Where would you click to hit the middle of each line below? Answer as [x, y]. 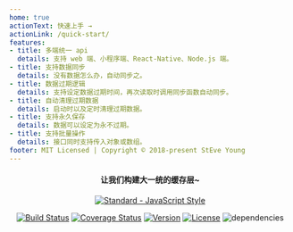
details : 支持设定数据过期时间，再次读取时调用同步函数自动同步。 [125, 92]
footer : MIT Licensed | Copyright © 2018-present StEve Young [127, 150]
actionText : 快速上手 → [50, 26]
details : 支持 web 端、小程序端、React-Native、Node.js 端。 [126, 59]
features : [28, 42]
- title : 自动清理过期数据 [54, 100]
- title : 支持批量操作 [47, 134]
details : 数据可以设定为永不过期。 [75, 126]
